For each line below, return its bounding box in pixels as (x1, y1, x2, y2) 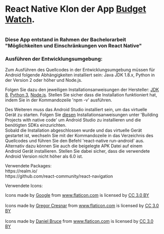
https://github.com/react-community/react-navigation (5, 173, 113, 179)
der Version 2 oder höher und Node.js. (5, 77, 82, 83)
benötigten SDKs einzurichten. (5, 122, 67, 128)
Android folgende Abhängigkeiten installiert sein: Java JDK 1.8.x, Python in (5, 72, 155, 78)
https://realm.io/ (5, 168, 38, 174)
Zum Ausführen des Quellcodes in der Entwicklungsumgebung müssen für (5, 67, 155, 72)
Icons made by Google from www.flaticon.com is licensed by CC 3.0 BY (5, 192, 149, 198)
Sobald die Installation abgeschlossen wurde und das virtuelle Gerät (5, 127, 143, 133)
